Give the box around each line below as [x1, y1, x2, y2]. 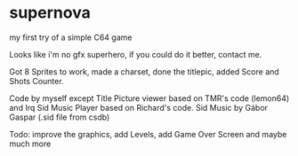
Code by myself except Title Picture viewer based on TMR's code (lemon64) [9, 92, 290, 104]
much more [9, 138, 52, 149]
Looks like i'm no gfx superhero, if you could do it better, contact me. [9, 49, 262, 59]
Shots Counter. [9, 75, 64, 86]
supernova [9, 3, 91, 23]
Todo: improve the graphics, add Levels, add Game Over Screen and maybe [9, 129, 287, 139]
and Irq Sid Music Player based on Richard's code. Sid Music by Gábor [9, 102, 269, 113]
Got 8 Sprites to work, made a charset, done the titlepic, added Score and [9, 66, 280, 77]
